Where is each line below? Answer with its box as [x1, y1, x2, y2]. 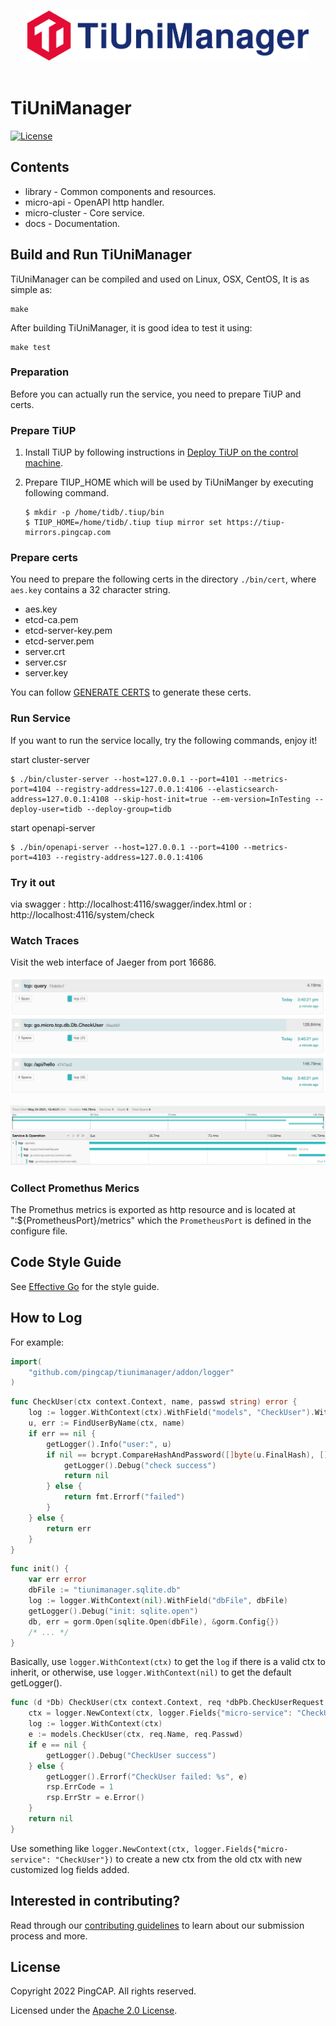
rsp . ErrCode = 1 [46, 1782, 114, 1792]
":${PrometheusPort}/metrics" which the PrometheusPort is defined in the [10, 1215, 312, 1227]
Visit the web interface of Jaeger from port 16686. [10, 956, 217, 969]
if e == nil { [28, 1740, 87, 1750]
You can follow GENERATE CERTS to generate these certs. [10, 686, 252, 699]
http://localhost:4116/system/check [10, 909, 155, 921]
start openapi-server [10, 821, 96, 834]
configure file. [10, 1225, 68, 1237]
